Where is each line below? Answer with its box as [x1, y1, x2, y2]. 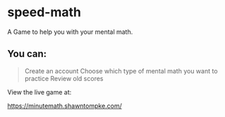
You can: [7, 48, 47, 60]
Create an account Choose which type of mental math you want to [24, 66, 218, 75]
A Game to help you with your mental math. [7, 27, 133, 36]
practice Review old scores [24, 74, 104, 82]
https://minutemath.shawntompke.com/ [7, 101, 122, 110]
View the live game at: [7, 87, 72, 96]
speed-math [7, 4, 82, 20]
